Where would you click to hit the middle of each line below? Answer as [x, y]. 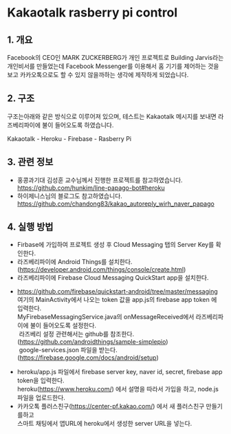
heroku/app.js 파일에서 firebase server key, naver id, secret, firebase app [120, 372]
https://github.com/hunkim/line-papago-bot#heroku [91, 188]
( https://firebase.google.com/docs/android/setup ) [88, 358]
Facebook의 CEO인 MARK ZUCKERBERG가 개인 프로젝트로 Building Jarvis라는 [115, 57]
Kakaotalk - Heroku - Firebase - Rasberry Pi [69, 138]
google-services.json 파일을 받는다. [68, 350]
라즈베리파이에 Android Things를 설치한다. [75, 262]
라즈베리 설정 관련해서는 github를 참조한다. [77, 334]
